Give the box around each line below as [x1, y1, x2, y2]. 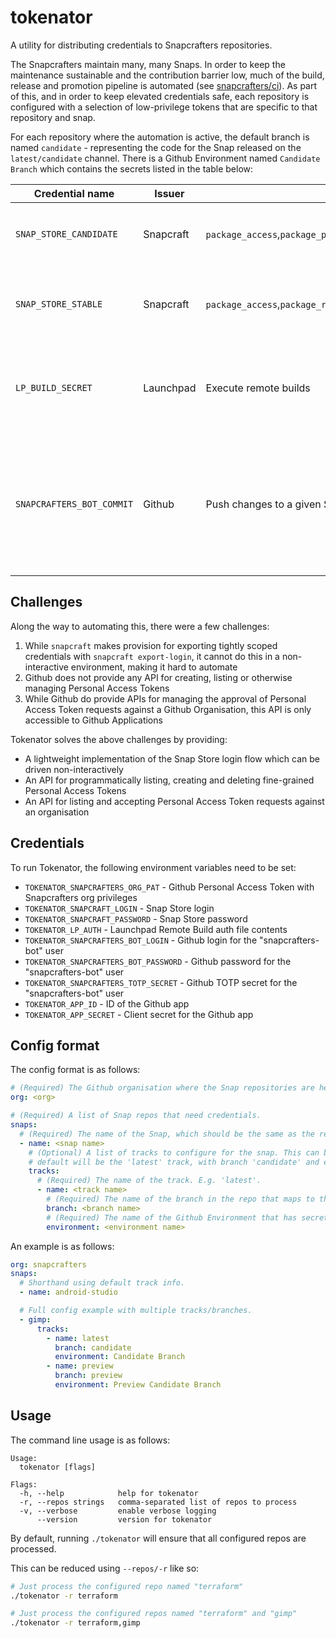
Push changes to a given [205, 497, 322, 511]
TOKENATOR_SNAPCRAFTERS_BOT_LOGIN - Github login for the [24, 934, 258, 946]
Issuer [154, 186, 185, 200]
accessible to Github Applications [24, 714, 163, 726]
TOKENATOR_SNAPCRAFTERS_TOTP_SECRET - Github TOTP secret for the [24, 976, 298, 988]
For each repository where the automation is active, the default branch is [10, 131, 310, 143]
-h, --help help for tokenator [19, 1488, 199, 1498]
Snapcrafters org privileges [24, 891, 138, 903]
